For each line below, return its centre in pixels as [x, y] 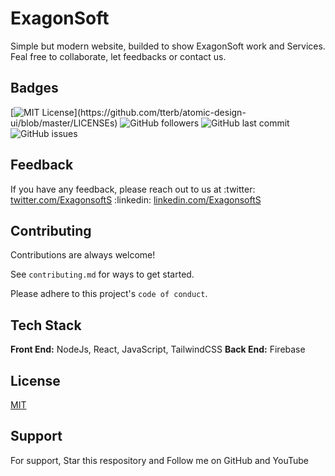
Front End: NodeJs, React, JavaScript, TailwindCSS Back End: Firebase [158, 349]
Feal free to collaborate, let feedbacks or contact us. [118, 56]
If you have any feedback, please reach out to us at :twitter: [133, 189]
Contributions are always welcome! [83, 255]
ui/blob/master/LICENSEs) [64, 123]
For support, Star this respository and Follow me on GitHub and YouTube [159, 460]
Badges [34, 88]
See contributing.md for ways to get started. [102, 274]
